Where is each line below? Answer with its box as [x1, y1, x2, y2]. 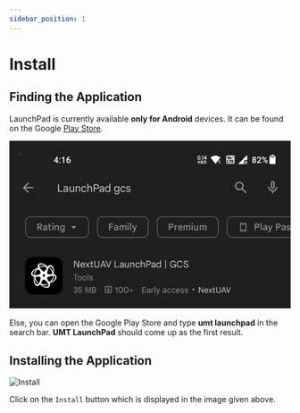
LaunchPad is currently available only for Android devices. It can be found [9, 113, 284, 124]
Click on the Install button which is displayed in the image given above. [9, 393, 277, 404]
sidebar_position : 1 [9, 14, 87, 23]
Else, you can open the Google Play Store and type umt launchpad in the [9, 317, 279, 328]
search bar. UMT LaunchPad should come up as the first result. [9, 327, 244, 338]
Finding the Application [9, 89, 143, 105]
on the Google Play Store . [9, 122, 104, 133]
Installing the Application [9, 353, 153, 368]
